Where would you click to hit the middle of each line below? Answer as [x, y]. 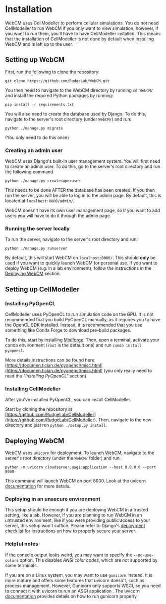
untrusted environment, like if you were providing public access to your [78, 520]
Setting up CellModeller [42, 289]
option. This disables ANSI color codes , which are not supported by [88, 560]
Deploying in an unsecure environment [53, 499]
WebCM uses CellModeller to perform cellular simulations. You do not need [82, 23]
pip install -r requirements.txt [40, 105]
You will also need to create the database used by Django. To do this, [76, 114]
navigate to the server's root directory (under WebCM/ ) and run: [68, 119]
